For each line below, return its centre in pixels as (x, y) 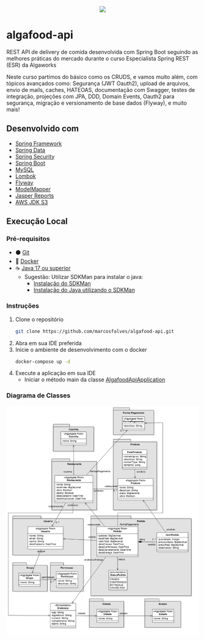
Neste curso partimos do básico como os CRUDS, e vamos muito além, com (102, 77)
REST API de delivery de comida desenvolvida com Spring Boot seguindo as (102, 51)
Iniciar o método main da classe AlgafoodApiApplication (95, 379)
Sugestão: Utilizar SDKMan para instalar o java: (84, 277)
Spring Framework (38, 143)
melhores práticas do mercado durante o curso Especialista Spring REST (98, 58)
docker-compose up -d (42, 362)
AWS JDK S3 (31, 202)
